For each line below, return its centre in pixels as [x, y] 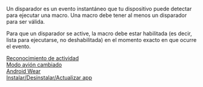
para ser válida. [26, 22]
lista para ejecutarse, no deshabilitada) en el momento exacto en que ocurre [101, 40]
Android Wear [24, 71]
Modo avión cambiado [34, 64]
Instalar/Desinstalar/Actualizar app [49, 78]
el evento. [19, 46]
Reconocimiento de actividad [43, 58]
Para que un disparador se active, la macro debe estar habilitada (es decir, [99, 33]
